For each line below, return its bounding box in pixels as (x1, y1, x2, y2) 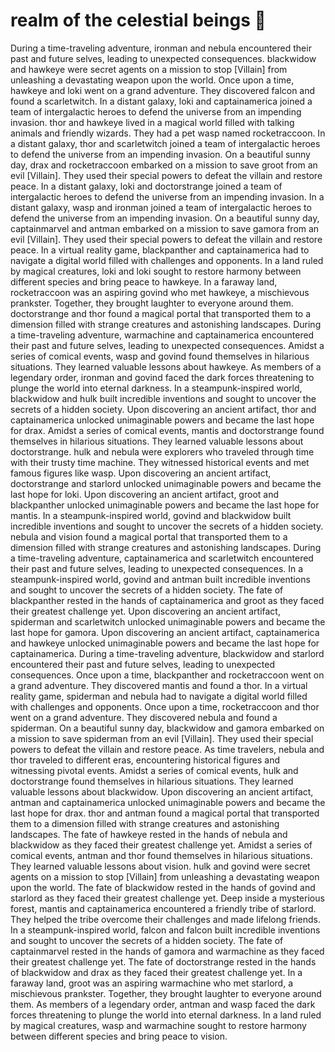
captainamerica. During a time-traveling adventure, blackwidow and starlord (10, 647, 325, 659)
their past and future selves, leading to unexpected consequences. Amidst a (10, 339, 325, 351)
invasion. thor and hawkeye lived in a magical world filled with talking (10, 116, 295, 128)
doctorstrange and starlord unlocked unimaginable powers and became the (10, 477, 322, 489)
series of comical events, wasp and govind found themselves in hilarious (10, 350, 310, 362)
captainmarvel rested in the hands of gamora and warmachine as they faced (10, 945, 325, 957)
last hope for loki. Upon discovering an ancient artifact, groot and (10, 488, 279, 500)
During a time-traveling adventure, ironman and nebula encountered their (10, 42, 312, 54)
